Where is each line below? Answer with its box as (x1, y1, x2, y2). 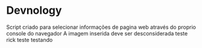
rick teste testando (6, 36, 53, 43)
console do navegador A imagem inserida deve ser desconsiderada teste (6, 29, 188, 37)
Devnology (6, 4, 62, 17)
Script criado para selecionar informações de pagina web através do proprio (6, 23, 196, 31)
